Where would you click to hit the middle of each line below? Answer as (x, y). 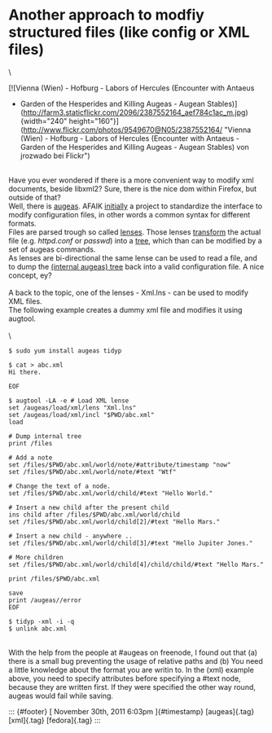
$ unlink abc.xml (38, 629)
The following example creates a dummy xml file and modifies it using (125, 309)
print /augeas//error (45, 600)
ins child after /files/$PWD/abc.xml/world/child (94, 515)
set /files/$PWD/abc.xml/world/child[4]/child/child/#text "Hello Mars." (136, 564)
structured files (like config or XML (129, 32)
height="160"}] (94, 121)
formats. (22, 223)
